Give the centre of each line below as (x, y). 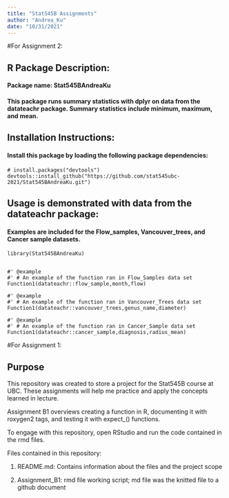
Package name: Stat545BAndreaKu (59, 85)
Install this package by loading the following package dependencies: (108, 155)
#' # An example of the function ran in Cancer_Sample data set (101, 326)
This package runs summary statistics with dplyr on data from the (104, 101)
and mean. (23, 116)
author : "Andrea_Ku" (37, 20)
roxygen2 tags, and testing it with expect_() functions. (84, 418)
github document (41, 487)
